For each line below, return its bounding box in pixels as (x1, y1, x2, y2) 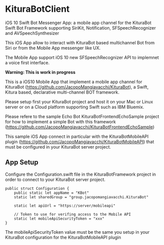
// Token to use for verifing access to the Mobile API (14, 212, 131, 217)
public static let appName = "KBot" (14, 190, 90, 195)
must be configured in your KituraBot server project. (5, 144, 111, 150)
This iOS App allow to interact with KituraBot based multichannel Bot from (5, 39, 155, 45)
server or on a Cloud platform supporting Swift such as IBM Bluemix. (5, 104, 144, 110)
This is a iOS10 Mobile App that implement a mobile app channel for (5, 79, 143, 85)
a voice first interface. (5, 60, 50, 65)
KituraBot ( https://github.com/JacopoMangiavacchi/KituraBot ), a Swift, (5, 84, 149, 90)
